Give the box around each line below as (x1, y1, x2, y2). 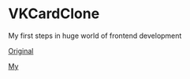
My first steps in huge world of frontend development (8, 31, 182, 40)
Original (8, 46, 34, 55)
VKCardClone (8, 5, 100, 23)
